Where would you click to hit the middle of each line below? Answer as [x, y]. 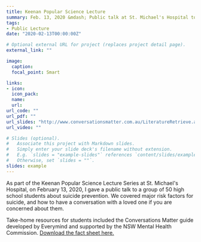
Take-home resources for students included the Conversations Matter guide [100, 220]
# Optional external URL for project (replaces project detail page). [96, 45]
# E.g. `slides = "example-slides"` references [69, 155]
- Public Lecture [28, 28]
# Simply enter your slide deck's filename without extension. [89, 149]
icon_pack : [25, 94]
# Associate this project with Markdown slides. [71, 144]
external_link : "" [29, 50]
